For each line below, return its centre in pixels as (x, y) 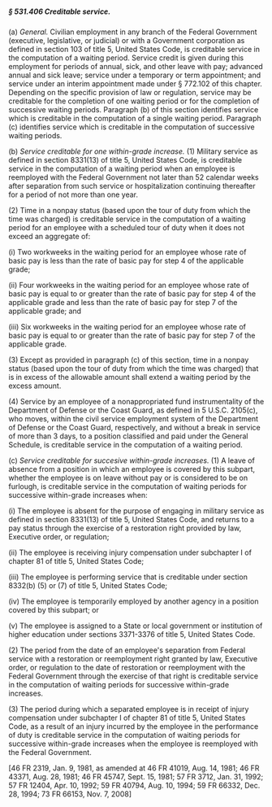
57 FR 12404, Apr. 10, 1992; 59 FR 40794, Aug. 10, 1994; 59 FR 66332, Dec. (134, 785)
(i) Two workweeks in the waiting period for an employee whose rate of (127, 251)
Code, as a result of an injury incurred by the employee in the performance (134, 726)
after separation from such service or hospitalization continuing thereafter (132, 185)
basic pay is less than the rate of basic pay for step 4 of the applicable (126, 260)
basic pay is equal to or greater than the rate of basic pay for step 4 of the (132, 294)
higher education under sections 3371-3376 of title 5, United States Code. (132, 634)
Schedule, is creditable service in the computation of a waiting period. (126, 444)
